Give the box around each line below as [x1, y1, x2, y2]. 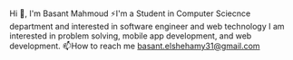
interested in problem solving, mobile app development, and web [9, 30, 252, 41]
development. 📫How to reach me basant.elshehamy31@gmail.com [9, 40, 260, 51]
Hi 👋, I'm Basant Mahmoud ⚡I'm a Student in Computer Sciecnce [9, 8, 251, 19]
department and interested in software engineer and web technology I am [9, 21, 285, 31]
